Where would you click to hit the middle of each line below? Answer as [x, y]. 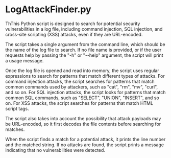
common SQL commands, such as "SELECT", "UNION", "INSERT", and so [82, 98]
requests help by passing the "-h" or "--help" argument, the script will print [84, 55]
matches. [15, 129]
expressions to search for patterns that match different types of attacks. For [85, 76]
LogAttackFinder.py [48, 9]
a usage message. [25, 60]
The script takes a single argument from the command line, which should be [85, 44]
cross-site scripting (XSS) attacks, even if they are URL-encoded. [74, 34]
